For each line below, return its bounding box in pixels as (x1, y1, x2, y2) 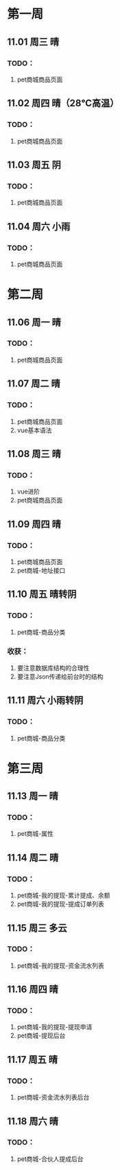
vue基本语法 (16, 426, 53, 434)
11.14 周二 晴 (7, 852, 59, 864)
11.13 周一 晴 (7, 790, 58, 802)
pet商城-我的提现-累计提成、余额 (16, 891, 110, 899)
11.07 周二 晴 (7, 378, 60, 390)
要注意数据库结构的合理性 (16, 663, 90, 672)
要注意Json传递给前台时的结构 (16, 672, 104, 681)
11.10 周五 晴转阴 (7, 588, 77, 601)
